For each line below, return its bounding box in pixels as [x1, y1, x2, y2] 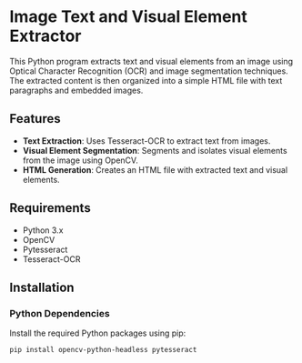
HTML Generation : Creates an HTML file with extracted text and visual [22, 164, 288, 175]
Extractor [9, 25, 82, 46]
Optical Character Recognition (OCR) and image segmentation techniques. [9, 66, 288, 76]
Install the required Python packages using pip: [9, 328, 186, 338]
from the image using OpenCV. [22, 155, 138, 166]
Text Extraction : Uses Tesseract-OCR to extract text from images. [22, 135, 271, 146]
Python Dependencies [9, 307, 111, 319]
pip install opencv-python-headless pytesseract [9, 346, 197, 355]
